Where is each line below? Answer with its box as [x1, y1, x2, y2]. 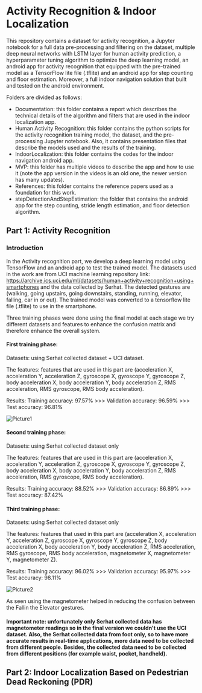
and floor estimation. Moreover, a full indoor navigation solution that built [6, 76, 187, 83]
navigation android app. [14, 156, 74, 164]
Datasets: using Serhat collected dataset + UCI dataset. [6, 354, 145, 361]
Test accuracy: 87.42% [6, 491, 64, 499]
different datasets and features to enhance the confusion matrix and [6, 320, 176, 327]
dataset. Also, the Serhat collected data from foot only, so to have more [6, 630, 189, 638]
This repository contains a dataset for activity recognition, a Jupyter [6, 37, 175, 44]
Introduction [6, 243, 43, 252]
